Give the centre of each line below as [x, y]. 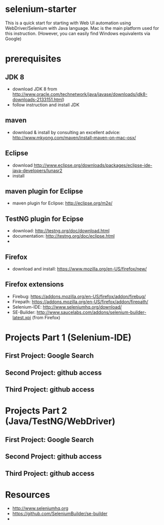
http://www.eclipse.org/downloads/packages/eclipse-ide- [93, 165]
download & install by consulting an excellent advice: [66, 132]
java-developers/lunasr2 [37, 170]
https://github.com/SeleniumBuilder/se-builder [60, 514]
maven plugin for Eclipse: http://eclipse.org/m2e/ [62, 203]
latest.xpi [22, 317]
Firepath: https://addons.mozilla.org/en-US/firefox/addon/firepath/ [80, 302]
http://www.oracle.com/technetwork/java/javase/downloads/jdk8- [80, 94]
